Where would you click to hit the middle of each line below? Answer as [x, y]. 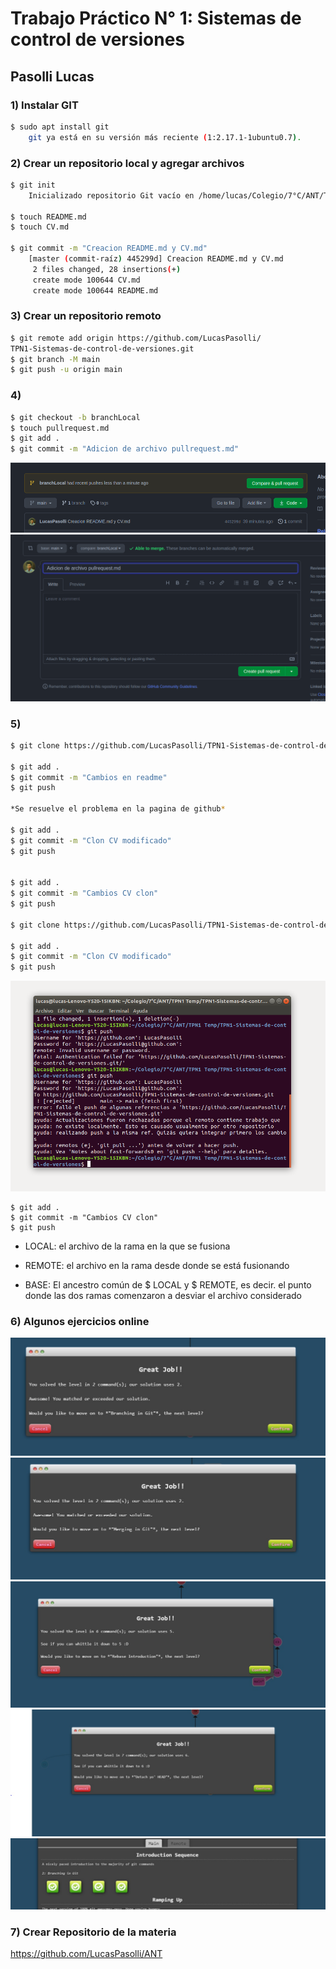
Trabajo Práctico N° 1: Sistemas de [156, 18]
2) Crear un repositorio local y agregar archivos [127, 163]
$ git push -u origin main [66, 370]
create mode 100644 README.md [95, 290]
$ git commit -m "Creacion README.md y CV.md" [109, 248]
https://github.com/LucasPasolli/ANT [86, 1954]
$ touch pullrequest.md [60, 428]
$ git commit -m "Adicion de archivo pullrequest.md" [125, 449]
